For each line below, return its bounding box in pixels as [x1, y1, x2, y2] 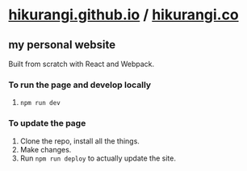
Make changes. [19, 144, 72, 154]
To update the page [8, 118, 86, 129]
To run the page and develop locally [8, 79, 152, 90]
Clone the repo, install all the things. [19, 136, 140, 146]
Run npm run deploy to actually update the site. [19, 153, 176, 163]
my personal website [8, 38, 116, 52]
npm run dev [19, 99, 61, 107]
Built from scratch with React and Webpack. [8, 59, 155, 69]
